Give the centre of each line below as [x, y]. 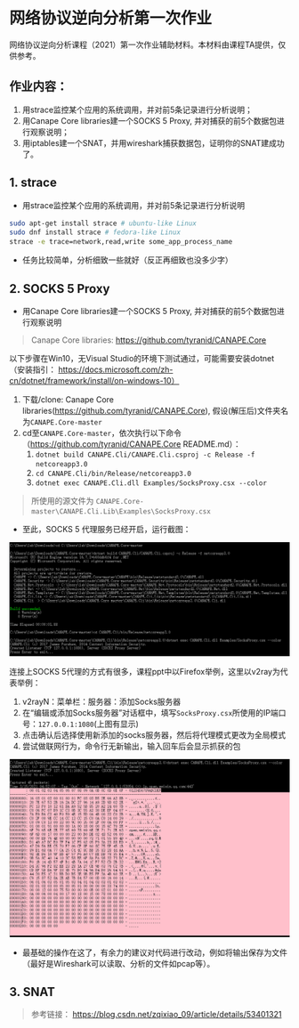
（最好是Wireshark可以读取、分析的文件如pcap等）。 [118, 963]
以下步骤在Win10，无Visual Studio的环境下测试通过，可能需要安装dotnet [142, 358]
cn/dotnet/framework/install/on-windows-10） [94, 380]
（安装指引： [32, 369]
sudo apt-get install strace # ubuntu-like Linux [103, 223]
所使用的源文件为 [62, 501]
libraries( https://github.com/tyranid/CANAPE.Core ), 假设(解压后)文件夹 [151, 411]
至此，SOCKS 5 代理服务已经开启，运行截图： [106, 529]
